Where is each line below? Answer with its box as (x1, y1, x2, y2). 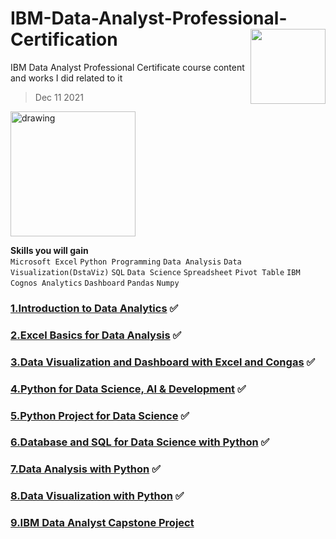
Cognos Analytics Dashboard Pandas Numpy (10, 278, 180, 288)
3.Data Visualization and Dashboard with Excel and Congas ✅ (10, 355, 316, 369)
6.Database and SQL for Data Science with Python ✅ (10, 435, 270, 449)
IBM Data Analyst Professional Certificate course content (10, 61, 245, 73)
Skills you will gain (10, 244, 89, 256)
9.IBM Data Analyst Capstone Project (10, 516, 195, 530)
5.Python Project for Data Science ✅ (10, 408, 190, 422)
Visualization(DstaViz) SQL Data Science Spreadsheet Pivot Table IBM (10, 267, 301, 277)
